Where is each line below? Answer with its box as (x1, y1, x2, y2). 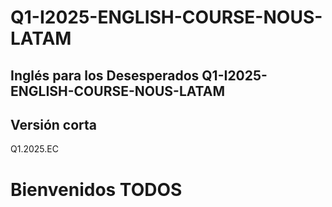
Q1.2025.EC (10, 143, 59, 155)
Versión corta (10, 116, 98, 133)
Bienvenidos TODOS (10, 178, 183, 201)
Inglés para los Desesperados (10, 67, 200, 84)
